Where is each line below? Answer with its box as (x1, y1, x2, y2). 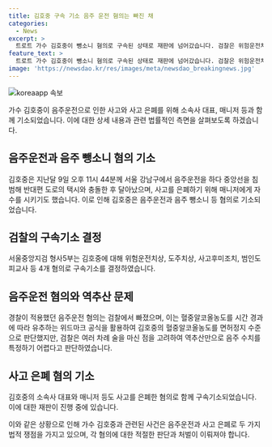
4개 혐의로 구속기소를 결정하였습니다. (38, 264, 156, 274)
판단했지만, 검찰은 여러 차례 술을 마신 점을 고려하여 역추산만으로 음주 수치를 (23, 333, 261, 343)
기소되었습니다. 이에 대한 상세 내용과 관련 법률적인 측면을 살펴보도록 (16, 115, 231, 125)
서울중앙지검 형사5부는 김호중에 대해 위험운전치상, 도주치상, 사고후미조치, (8, 253, 240, 263)
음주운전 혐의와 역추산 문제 (8, 289, 134, 304)
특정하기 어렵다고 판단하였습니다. (8, 343, 113, 353)
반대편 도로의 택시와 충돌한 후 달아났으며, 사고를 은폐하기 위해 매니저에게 (23, 184, 253, 194)
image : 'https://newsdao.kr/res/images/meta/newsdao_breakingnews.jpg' (8, 65, 255, 73)
